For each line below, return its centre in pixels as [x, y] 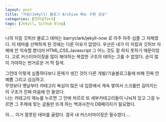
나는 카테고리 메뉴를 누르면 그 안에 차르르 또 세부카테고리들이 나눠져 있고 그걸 [80, 98]
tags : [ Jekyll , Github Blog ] [35, 23]
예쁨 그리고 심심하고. [25, 80]
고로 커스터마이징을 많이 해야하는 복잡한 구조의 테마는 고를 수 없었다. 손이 [83, 57]
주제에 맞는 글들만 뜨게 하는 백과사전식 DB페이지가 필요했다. [78, 104]
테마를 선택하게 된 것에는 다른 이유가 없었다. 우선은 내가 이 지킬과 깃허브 [86, 44]
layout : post [19, 10]
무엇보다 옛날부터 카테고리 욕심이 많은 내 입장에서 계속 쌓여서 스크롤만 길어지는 [82, 86]
